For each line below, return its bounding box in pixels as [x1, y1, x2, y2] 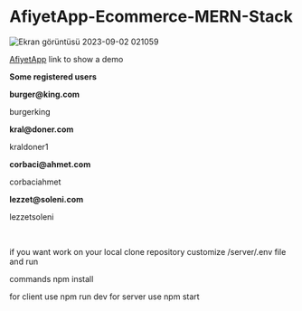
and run [9, 256, 39, 267]
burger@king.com [9, 89, 80, 99]
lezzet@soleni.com [9, 193, 84, 204]
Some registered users [9, 71, 97, 82]
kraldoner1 [9, 141, 49, 152]
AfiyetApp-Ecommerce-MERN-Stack [9, 6, 294, 27]
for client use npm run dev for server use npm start [9, 291, 201, 302]
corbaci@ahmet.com [9, 158, 91, 169]
